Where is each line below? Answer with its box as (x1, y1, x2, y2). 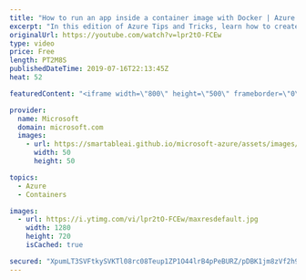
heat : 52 (9, 73, 43, 82)
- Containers (17, 190, 67, 199)
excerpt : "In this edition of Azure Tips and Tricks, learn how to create (9, 22, 300, 31)
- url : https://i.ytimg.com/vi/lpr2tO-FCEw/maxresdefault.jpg (17, 215, 259, 224)
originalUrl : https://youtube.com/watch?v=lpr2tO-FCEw (9, 30, 222, 39)
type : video (9, 38, 55, 48)
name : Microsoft (17, 114, 79, 123)
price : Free (9, 47, 55, 57)
